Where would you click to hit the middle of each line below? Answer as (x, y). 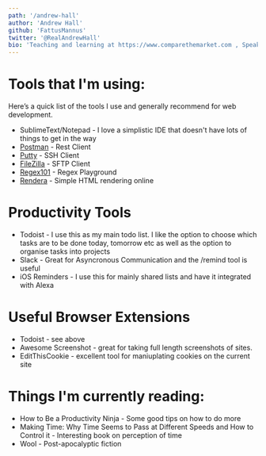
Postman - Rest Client (55, 147)
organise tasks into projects (65, 251)
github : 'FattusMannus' (47, 30)
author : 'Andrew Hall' (46, 23)
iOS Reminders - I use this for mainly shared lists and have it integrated (135, 277)
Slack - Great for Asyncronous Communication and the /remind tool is (133, 260)
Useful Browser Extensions (99, 317)
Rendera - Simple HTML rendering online (87, 181)
